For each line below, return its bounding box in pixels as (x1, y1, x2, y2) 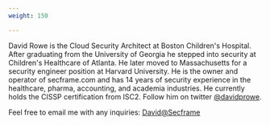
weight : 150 (8, 11, 48, 20)
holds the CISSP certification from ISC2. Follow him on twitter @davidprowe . (8, 91, 262, 101)
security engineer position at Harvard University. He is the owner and (8, 66, 239, 76)
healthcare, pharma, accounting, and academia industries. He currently (8, 83, 246, 93)
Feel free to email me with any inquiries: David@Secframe (8, 107, 201, 117)
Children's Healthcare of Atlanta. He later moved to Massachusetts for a (8, 58, 247, 67)
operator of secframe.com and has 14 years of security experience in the (8, 75, 251, 84)
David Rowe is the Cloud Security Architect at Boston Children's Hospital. (8, 41, 251, 50)
